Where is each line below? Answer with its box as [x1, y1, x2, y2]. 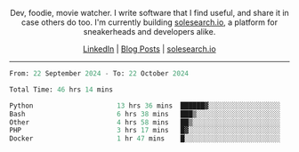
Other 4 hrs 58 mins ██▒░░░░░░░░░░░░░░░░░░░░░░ [9, 117, 280, 127]
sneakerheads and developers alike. [83, 27, 216, 36]
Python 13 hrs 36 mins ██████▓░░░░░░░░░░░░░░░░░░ [9, 101, 280, 110]
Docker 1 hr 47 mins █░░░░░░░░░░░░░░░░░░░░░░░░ [9, 134, 280, 143]
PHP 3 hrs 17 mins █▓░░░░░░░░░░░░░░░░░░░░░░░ [9, 126, 280, 135]
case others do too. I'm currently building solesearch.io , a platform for [20, 17, 279, 28]
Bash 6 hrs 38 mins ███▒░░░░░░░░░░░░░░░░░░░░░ [9, 109, 280, 118]
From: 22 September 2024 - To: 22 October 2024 [9, 69, 190, 78]
